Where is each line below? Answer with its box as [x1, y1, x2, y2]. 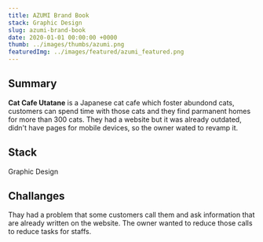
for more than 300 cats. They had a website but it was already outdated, [8, 115, 242, 124]
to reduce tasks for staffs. [8, 227, 92, 236]
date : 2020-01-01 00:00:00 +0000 [8, 33, 118, 42]
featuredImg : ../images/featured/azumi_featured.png [8, 48, 184, 56]
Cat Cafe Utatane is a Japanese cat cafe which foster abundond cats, [8, 97, 235, 107]
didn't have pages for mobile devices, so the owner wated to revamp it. [8, 123, 239, 132]
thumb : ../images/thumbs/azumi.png [8, 41, 125, 49]
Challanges [8, 189, 65, 203]
